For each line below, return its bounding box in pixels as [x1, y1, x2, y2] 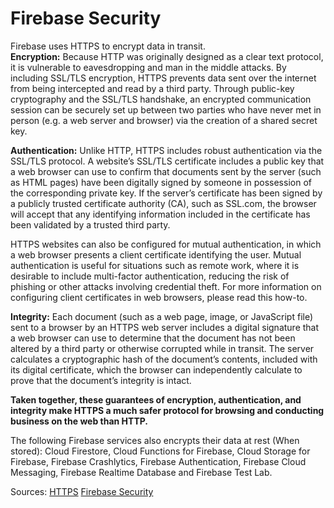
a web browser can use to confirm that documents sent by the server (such [10, 165, 322, 177]
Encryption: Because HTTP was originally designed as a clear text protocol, [10, 50, 324, 62]
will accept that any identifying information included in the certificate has [10, 208, 311, 220]
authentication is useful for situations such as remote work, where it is [10, 259, 300, 271]
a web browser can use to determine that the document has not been [10, 332, 296, 344]
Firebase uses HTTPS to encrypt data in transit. [10, 40, 206, 52]
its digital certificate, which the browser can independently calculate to [10, 363, 303, 376]
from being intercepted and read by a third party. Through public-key [10, 82, 295, 94]
